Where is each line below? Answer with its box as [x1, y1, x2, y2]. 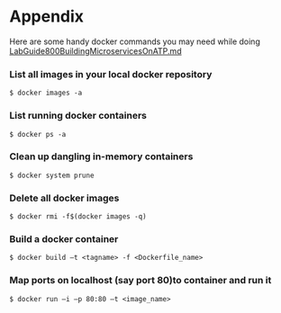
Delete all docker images [9, 192, 120, 204]
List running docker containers [9, 110, 147, 122]
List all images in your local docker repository [9, 67, 213, 80]
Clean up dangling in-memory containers [9, 150, 194, 163]
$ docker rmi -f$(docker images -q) [9, 212, 147, 221]
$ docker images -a [9, 88, 83, 98]
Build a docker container [9, 233, 119, 246]
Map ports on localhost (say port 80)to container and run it [9, 274, 272, 287]
